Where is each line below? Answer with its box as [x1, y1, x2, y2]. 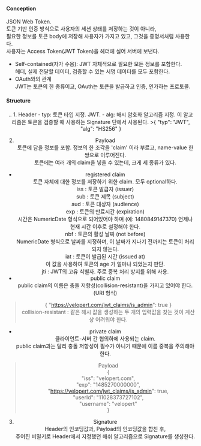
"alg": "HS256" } [80, 125, 122, 132]
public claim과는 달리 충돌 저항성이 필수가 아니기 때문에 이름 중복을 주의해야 [16, 342, 195, 350]
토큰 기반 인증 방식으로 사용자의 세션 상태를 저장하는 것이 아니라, [6, 25, 157, 32]
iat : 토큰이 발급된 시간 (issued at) [65, 253, 146, 260]
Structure [6, 97, 31, 104]
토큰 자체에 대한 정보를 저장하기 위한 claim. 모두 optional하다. [32, 178, 178, 185]
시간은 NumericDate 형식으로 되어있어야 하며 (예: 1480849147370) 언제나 [17, 216, 193, 223]
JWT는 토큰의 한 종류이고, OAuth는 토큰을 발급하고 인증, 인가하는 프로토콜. [14, 83, 191, 90]
